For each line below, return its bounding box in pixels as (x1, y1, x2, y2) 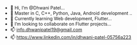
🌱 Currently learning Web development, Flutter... (10, 16, 112, 21)
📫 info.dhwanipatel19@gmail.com (10, 27, 83, 32)
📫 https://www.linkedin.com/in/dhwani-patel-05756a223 (10, 34, 131, 40)
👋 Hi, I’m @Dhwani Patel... (10, 5, 65, 11)
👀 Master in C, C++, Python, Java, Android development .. (10, 10, 132, 16)
